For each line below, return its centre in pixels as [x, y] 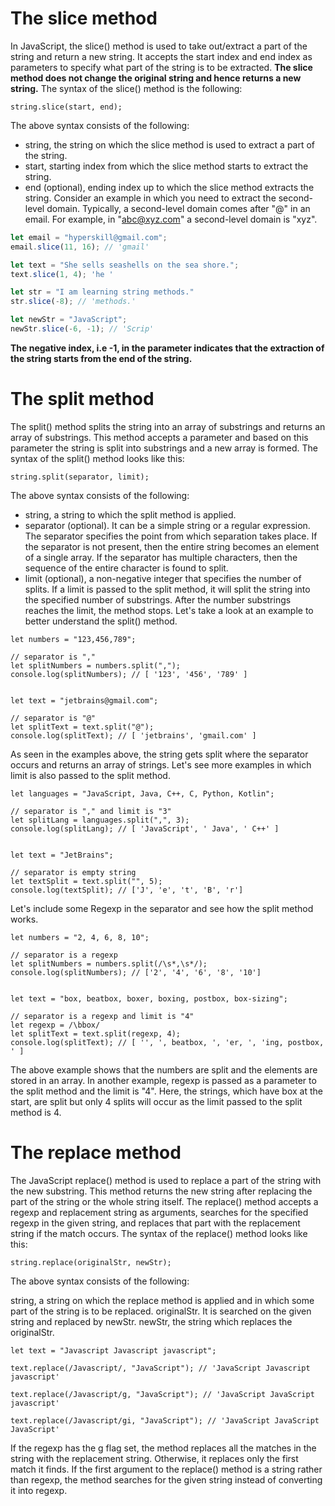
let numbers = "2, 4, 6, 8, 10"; [80, 937]
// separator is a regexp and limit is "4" [102, 1016]
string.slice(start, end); [66, 107]
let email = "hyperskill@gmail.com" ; [89, 237]
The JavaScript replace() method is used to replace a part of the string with [166, 1180]
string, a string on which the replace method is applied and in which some [162, 1300]
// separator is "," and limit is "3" [91, 811]
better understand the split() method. [101, 621]
